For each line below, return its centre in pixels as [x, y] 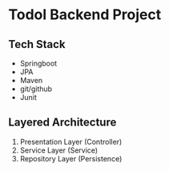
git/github [36, 89]
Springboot [38, 63]
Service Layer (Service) [59, 150]
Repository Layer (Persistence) [71, 158]
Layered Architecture [62, 123]
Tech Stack [37, 44]
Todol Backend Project [85, 15]
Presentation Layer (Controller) [71, 141]
